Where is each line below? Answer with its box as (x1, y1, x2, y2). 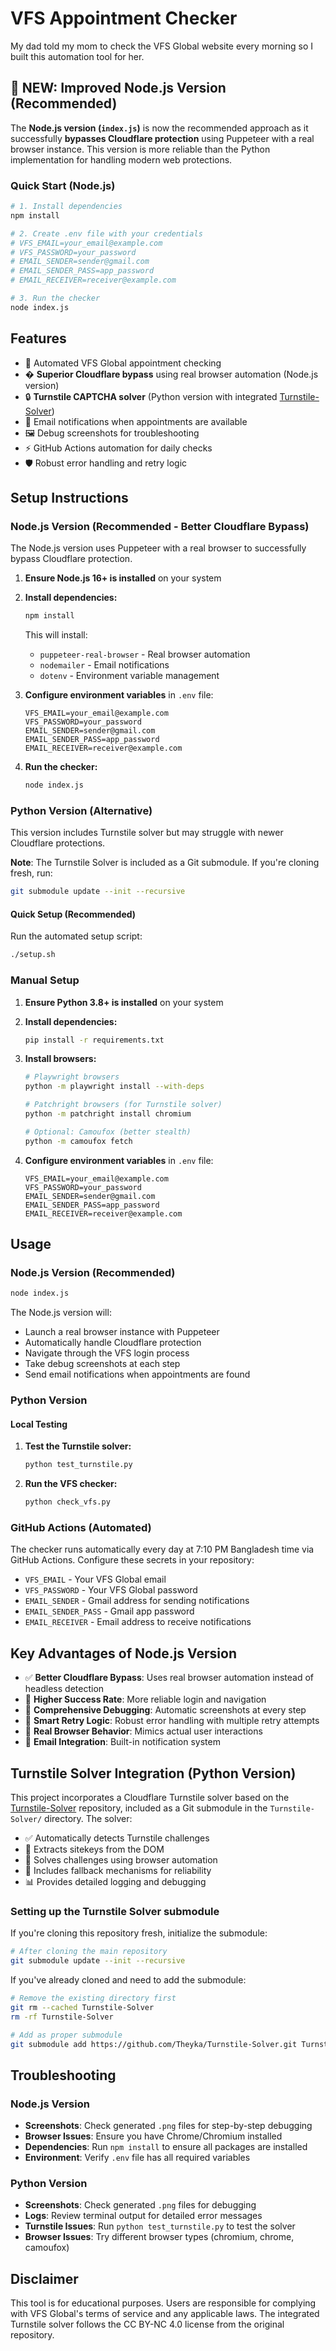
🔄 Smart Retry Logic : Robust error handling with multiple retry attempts (24, 1715, 320, 1727)
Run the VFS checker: (24, 1478, 118, 1490)
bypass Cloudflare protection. (10, 553, 133, 565)
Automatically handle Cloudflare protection (24, 1337, 202, 1349)
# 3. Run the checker (10, 293, 101, 304)
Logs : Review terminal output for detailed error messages (24, 2210, 263, 2222)
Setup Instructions (10, 490, 129, 506)
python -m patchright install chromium (24, 1109, 192, 1119)
